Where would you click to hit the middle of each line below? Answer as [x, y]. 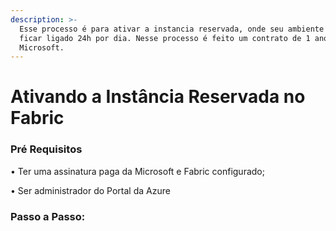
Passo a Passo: [48, 216]
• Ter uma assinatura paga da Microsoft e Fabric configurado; [137, 171]
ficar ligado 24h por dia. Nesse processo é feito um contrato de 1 [165, 38]
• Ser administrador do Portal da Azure [90, 190]
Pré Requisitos [46, 149]
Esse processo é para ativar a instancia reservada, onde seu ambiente [172, 29]
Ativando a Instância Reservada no [158, 97]
